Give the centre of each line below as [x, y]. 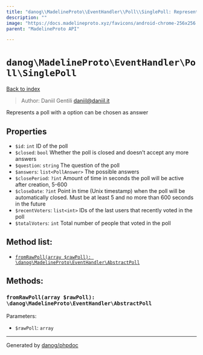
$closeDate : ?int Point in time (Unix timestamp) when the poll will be [100, 191]
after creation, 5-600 [41, 184]
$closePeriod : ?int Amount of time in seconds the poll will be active [99, 178]
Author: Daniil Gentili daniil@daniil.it [65, 101]
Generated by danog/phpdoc [42, 345]
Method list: [29, 242]
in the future [30, 204]
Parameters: [21, 316]
